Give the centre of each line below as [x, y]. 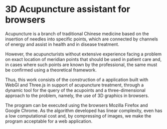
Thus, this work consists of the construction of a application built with [77, 79]
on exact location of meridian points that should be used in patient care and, [83, 59]
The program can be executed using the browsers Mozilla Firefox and [77, 105]
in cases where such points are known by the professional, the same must [81, 64]
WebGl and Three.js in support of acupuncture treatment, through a [75, 85]
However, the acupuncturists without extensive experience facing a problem [83, 54]
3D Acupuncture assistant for [68, 9]
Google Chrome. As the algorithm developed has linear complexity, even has [84, 110]
